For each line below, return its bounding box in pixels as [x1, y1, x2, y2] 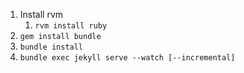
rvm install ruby [34, 21, 108, 31]
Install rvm [19, 9, 64, 20]
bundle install [19, 42, 84, 52]
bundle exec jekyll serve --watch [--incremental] [19, 53, 236, 63]
